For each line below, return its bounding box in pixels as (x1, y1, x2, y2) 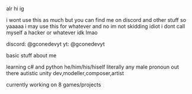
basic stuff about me (6, 52, 57, 59)
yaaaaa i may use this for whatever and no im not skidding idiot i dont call (6, 23, 185, 30)
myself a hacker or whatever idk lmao (6, 29, 98, 36)
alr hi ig (6, 5, 25, 12)
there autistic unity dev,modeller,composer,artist (6, 70, 124, 76)
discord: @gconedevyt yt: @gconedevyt (6, 41, 105, 47)
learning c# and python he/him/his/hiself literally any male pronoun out (6, 63, 180, 70)
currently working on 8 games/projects (6, 81, 101, 88)
